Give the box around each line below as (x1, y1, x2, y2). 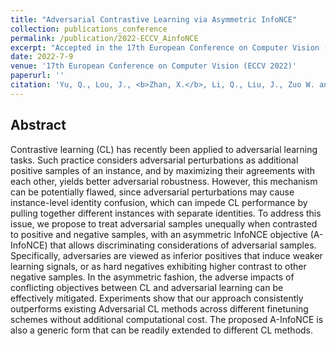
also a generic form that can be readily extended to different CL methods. (10, 324, 314, 336)
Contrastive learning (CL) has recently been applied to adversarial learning (10, 143, 318, 155)
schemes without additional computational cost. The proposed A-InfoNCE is (10, 313, 324, 325)
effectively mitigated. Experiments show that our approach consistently (10, 292, 304, 304)
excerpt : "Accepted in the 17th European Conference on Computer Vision (10, 42, 320, 53)
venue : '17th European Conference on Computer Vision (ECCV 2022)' (10, 61, 298, 71)
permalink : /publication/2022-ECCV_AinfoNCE (10, 33, 199, 43)
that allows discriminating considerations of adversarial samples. (49, 239, 317, 251)
